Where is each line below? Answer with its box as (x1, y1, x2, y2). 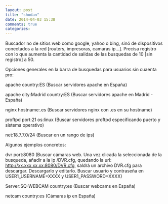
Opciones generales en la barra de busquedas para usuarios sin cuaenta (5, 67, 157, 73)
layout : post (5, 7, 33, 13)
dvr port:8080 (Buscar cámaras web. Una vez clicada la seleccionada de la (5, 152, 162, 158)
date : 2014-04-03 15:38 (5, 17, 56, 22)
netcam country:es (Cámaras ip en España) (5, 193, 96, 199)
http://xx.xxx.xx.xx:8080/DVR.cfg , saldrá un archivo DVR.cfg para (5, 162, 142, 168)
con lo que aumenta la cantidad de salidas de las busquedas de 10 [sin (5, 51, 153, 57)
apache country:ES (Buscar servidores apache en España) (5, 82, 128, 88)
